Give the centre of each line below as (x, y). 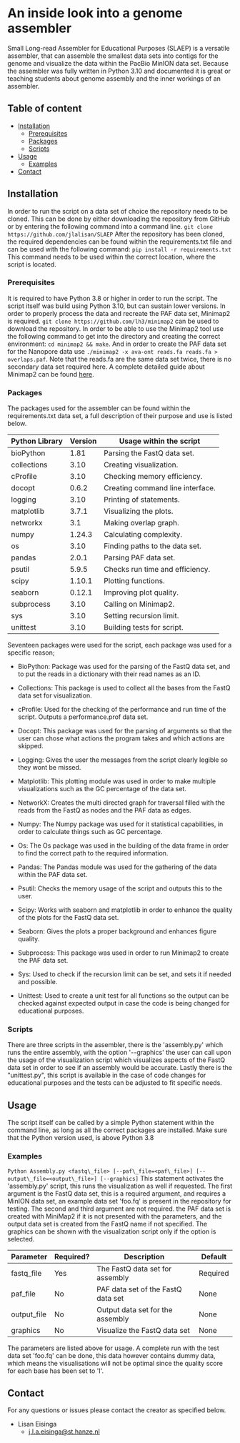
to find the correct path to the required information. (93, 853)
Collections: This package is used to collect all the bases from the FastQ (124, 688)
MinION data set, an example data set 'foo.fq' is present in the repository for (120, 1201)
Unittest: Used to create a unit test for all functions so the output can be (123, 996)
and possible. (37, 982)
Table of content (45, 109)
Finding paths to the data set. (152, 546)
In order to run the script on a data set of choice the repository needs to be (118, 211)
